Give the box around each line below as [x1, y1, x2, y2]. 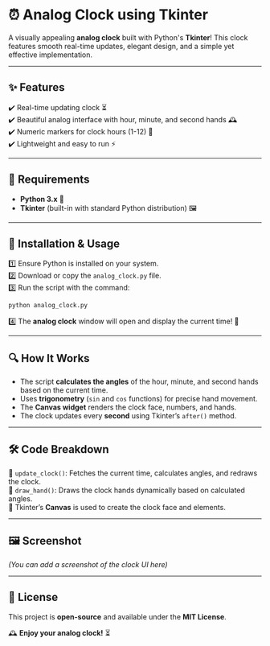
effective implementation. [8, 50, 93, 60]
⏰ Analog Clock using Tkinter [8, 6, 209, 24]
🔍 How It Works [8, 352, 90, 365]
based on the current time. [19, 385, 108, 395]
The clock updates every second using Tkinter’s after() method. [19, 411, 237, 421]
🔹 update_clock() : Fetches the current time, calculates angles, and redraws [8, 468, 258, 478]
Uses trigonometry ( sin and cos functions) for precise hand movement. [19, 394, 258, 404]
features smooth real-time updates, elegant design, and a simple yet [8, 41, 235, 51]
